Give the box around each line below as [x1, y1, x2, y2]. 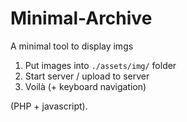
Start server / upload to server [24, 70, 150, 82]
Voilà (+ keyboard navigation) [24, 80, 147, 92]
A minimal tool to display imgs [10, 40, 134, 52]
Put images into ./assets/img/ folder [24, 59, 177, 71]
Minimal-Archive [10, 7, 153, 30]
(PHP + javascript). [10, 100, 88, 112]
